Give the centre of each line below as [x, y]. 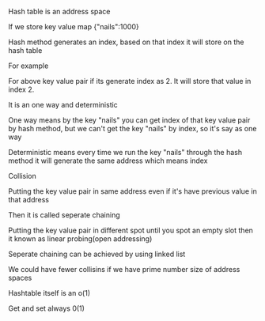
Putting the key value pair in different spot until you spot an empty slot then [131, 230]
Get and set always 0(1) [47, 308]
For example [28, 66]
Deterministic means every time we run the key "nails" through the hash [125, 152]
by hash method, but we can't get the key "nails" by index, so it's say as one [132, 128]
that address [29, 200]
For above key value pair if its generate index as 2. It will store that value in [130, 81]
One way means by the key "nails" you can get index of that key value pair [129, 120]
